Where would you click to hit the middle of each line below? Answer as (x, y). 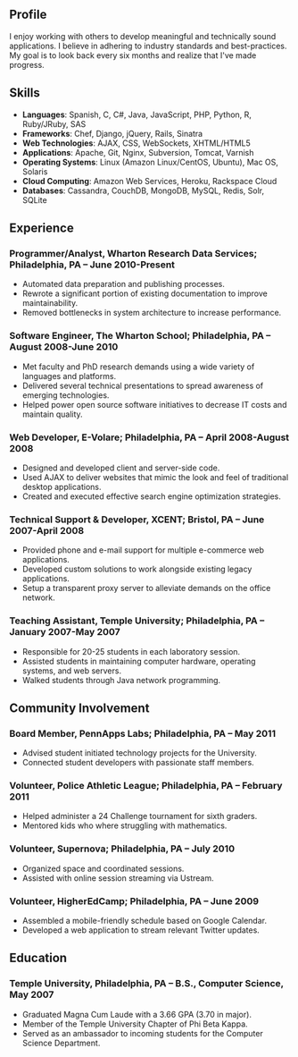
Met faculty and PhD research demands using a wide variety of (138, 367)
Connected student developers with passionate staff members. (138, 763)
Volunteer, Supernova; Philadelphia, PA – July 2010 (122, 849)
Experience (41, 228)
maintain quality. (52, 414)
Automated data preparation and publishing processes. (123, 284)
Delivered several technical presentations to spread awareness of (143, 385)
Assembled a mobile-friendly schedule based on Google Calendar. (145, 921)
